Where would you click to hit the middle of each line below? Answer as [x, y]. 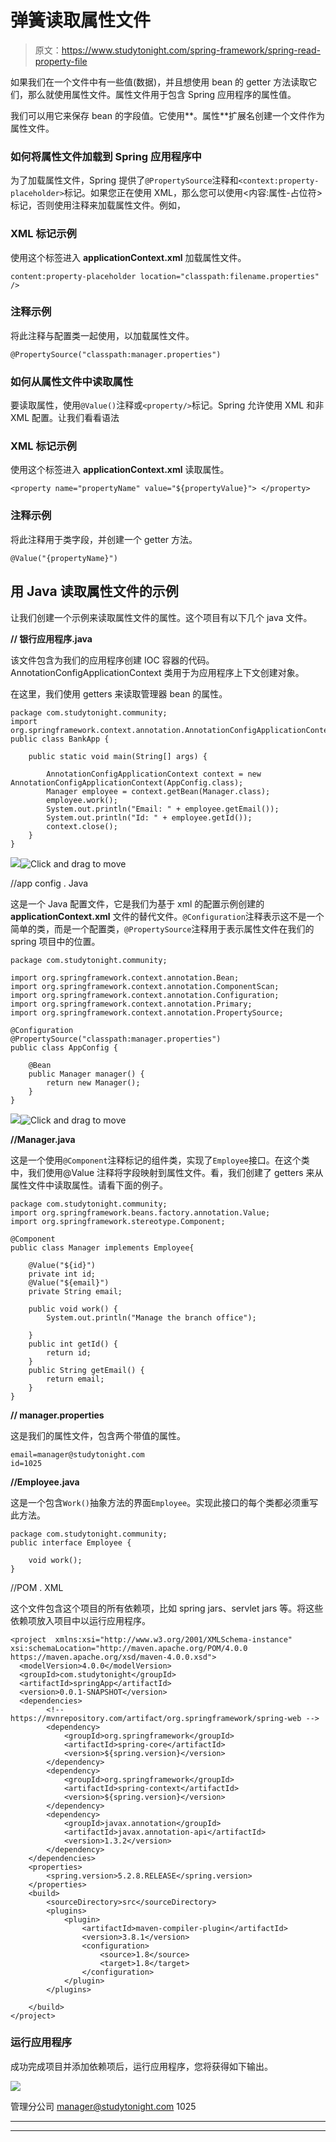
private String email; [75, 1291]
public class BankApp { [60, 739]
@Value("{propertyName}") [64, 558]
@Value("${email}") [69, 1282]
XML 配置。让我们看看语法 [65, 418]
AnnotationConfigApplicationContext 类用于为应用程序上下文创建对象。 [157, 672]
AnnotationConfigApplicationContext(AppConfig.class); [127, 782]
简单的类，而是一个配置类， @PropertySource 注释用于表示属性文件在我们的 [162, 928]
